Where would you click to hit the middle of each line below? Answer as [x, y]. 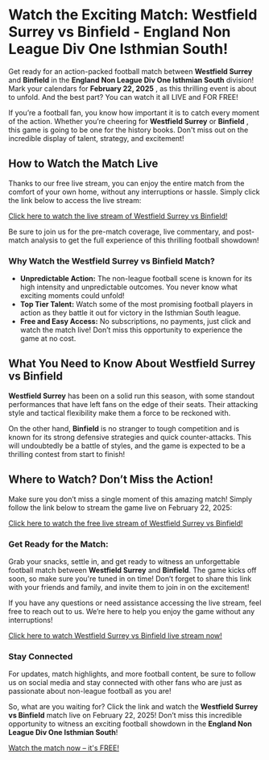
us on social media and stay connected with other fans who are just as [125, 683]
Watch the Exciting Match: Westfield [133, 15]
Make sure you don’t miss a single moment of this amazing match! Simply [130, 499]
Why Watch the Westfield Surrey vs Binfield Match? [112, 261]
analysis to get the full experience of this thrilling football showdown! [145, 240]
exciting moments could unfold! [72, 296]
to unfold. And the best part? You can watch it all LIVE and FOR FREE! [124, 97]
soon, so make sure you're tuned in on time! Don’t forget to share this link [130, 579]
